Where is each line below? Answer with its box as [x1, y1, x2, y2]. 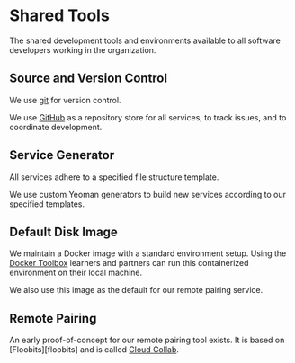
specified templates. [9, 199, 85, 209]
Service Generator [9, 147, 115, 163]
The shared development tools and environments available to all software [9, 35, 281, 46]
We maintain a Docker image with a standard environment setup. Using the [9, 248, 287, 259]
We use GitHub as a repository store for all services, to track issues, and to [9, 111, 287, 122]
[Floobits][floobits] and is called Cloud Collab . [9, 344, 180, 355]
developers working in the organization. [9, 44, 156, 55]
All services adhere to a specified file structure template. [9, 172, 219, 182]
